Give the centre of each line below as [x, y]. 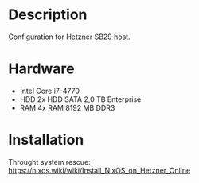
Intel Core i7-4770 [50, 91]
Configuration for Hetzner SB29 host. [69, 37]
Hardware [41, 69]
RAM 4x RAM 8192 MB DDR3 [67, 107]
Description [48, 15]
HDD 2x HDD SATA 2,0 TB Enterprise [80, 99]
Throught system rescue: [49, 162]
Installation [46, 140]
